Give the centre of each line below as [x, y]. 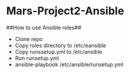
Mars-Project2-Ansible [65, 11]
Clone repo [29, 39]
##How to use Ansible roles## [44, 27]
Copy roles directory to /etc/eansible [60, 45]
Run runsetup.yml [37, 58]
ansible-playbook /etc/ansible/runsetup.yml [69, 64]
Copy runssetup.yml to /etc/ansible [58, 51]
